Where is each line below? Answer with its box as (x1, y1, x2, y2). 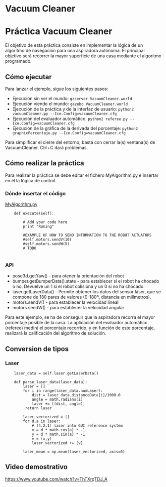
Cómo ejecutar (5, 73, 52, 81)
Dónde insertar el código (5, 190, 66, 197)
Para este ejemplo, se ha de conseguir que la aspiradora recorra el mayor (5, 314, 155, 320)
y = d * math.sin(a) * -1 (31, 432, 85, 437)
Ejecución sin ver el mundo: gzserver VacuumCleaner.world (12, 95, 132, 101)
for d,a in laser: (23, 419, 61, 424)
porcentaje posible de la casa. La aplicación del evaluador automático (5, 320, 148, 326)
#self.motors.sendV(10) (23, 237, 72, 242)
